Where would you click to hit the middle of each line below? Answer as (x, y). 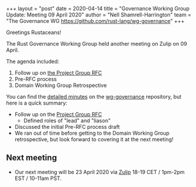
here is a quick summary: (37, 103)
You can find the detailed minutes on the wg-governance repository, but (94, 97)
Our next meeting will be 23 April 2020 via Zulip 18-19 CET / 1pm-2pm (99, 172)
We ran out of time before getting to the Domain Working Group (92, 133)
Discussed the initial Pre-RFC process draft (67, 127)
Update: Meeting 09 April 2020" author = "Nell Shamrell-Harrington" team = (99, 15)
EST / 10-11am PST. (38, 178)
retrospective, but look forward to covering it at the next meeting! (94, 139)
